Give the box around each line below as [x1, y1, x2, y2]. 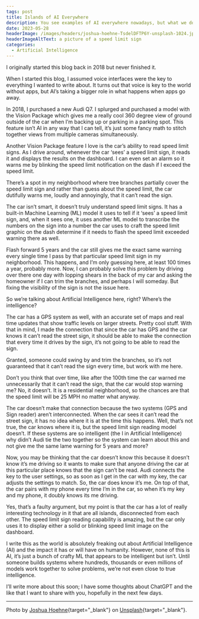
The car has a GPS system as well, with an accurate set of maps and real [6, 313, 184, 320]
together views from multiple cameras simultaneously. [6, 131, 139, 138]
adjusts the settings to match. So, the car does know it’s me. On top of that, [6, 479, 190, 486]
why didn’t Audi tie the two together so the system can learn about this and [6, 436, 190, 443]
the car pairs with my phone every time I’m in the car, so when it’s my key [6, 485, 185, 493]
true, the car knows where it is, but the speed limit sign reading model [6, 423, 176, 430]
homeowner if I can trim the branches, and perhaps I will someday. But [6, 277, 179, 285]
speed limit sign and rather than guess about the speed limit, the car [6, 185, 173, 192]
